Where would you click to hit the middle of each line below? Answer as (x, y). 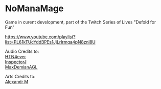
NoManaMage (34, 9)
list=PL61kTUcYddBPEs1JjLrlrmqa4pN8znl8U (50, 42)
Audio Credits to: (22, 51)
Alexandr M (17, 82)
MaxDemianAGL (21, 67)
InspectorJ (16, 62)
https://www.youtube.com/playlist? (40, 37)
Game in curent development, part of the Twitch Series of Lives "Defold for (80, 22)
